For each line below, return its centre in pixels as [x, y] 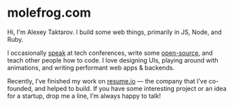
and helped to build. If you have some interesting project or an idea [131, 88]
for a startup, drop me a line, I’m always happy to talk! [84, 96]
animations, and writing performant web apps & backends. [91, 67]
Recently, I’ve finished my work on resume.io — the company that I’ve [107, 81]
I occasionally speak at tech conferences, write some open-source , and [110, 53]
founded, [20, 88]
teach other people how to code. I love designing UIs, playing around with [113, 60]
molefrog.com [49, 13]
